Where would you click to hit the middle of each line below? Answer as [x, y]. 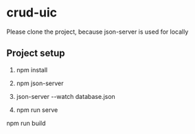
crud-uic [32, 13]
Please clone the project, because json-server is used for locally [97, 32]
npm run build [26, 123]
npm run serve [37, 110]
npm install [32, 69]
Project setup [36, 53]
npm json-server [40, 83]
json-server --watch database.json [66, 96]
